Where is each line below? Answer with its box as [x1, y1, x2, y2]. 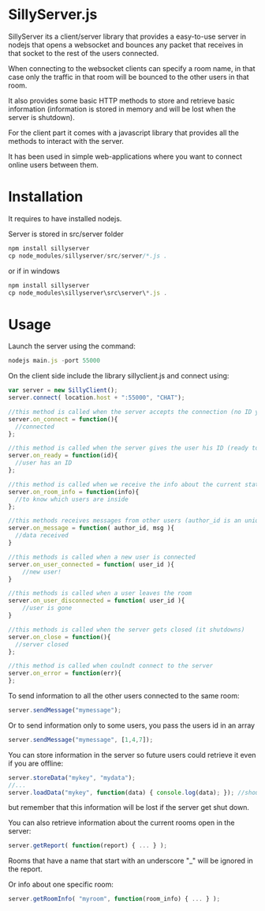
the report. [8, 864, 43, 874]
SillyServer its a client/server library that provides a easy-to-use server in [8, 32, 247, 41]
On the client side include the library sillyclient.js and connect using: [8, 371, 230, 381]
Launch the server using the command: [8, 341, 136, 351]
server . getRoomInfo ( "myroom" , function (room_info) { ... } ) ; [8, 895, 221, 903]
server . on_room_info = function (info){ [8, 487, 140, 495]
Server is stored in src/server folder [8, 229, 124, 239]
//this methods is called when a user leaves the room [8, 589, 192, 597]
